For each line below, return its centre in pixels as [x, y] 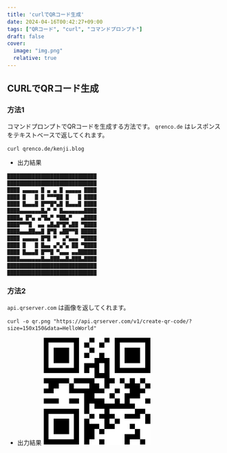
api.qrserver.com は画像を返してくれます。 [68, 307]
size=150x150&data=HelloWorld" [52, 328]
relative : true [35, 59]
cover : [17, 44]
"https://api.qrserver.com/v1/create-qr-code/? [123, 321]
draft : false [26, 36]
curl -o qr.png [29, 321]
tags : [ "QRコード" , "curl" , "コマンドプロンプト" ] [75, 29]
